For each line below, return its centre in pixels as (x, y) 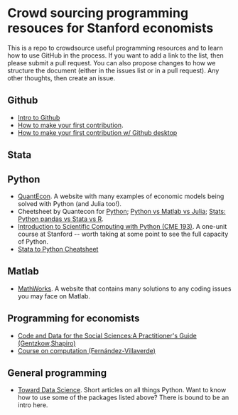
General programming (57, 373)
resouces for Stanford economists (110, 28)
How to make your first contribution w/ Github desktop (97, 132)
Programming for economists (74, 319)
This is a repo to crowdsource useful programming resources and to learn (115, 48)
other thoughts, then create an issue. (61, 78)
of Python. (33, 241)
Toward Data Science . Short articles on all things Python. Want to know (122, 390)
